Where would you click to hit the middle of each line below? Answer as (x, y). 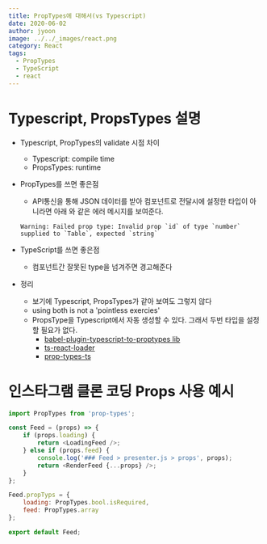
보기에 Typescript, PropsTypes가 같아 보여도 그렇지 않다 (122, 301)
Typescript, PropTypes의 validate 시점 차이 (90, 142)
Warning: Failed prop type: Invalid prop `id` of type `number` (130, 226)
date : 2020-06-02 (38, 23)
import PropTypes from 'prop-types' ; (72, 413)
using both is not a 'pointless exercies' (96, 310)
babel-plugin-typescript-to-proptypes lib (112, 339)
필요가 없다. (59, 330)
